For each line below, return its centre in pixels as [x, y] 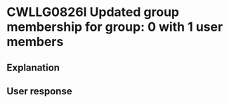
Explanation [33, 67]
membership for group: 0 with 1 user [115, 27]
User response [39, 91]
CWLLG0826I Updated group [93, 12]
